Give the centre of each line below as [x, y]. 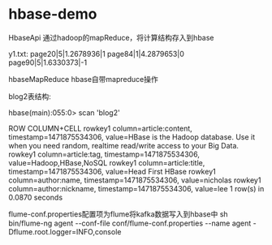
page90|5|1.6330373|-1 [48, 62]
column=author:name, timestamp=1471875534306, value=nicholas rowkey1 [135, 180]
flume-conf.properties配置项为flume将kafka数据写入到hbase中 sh [119, 214]
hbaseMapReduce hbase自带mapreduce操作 [83, 79]
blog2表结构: [30, 96]
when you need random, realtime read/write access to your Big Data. [124, 145]
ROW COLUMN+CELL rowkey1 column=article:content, [100, 128]
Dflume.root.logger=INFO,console [65, 231]
